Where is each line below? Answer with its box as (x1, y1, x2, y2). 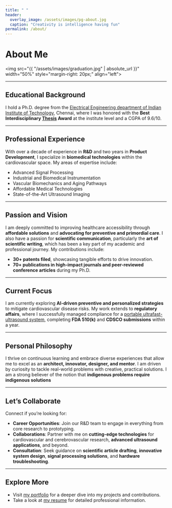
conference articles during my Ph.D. (12, 267, 91, 273)
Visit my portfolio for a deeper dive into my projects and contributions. (12, 492, 161, 498)
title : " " (5, 7, 29, 13)
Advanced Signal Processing (12, 169, 74, 175)
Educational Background (5, 91, 85, 99)
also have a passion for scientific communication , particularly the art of (5, 235, 159, 241)
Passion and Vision (5, 211, 68, 219)
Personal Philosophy (5, 341, 73, 350)
